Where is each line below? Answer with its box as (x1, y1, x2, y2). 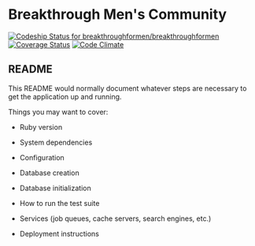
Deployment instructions (19, 229, 100, 238)
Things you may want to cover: (8, 107, 109, 116)
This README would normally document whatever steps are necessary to (8, 83, 247, 93)
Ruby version (19, 122, 63, 131)
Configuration (19, 152, 65, 162)
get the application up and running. (8, 92, 122, 101)
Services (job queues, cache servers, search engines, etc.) (19, 214, 212, 223)
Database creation (19, 167, 80, 178)
